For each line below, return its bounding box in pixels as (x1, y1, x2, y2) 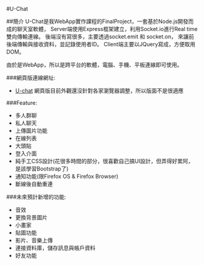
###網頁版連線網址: (6, 74, 56, 81)
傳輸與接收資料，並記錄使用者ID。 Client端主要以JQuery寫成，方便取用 (16, 41, 196, 48)
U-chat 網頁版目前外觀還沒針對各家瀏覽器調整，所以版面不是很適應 (15, 87, 184, 94)
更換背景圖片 (15, 214, 47, 221)
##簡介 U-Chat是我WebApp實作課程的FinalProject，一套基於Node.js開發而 (6, 18, 194, 25)
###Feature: (6, 99, 38, 106)
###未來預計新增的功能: (6, 193, 66, 200)
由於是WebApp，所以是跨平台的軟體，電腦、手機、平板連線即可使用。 (6, 61, 183, 68)
